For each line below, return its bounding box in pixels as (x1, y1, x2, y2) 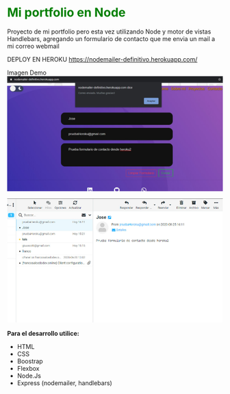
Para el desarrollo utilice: (7, 329, 80, 337)
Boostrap (16, 357, 43, 365)
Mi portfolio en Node (7, 5, 126, 21)
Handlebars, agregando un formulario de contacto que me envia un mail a (7, 34, 216, 42)
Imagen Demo (7, 68, 47, 77)
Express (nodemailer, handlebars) (16, 378, 113, 387)
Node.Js (16, 371, 41, 380)
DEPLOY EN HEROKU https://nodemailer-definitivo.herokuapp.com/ (7, 55, 198, 63)
